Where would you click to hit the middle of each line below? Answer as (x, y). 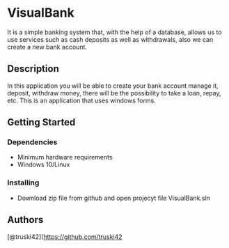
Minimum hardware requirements (65, 157)
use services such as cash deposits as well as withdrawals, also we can (110, 39)
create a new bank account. (47, 47)
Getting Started (41, 122)
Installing (23, 183)
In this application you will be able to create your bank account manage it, (113, 86)
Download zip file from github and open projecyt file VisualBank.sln (114, 198)
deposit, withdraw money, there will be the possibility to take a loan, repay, (114, 93)
